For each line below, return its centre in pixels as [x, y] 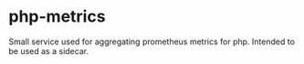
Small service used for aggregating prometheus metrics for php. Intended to [152, 41]
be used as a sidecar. [48, 50]
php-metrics [57, 17]
